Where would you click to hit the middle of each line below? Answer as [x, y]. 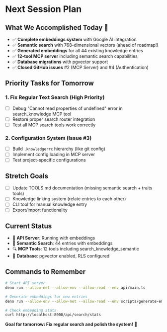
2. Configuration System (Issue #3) [48, 138]
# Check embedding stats [31, 310]
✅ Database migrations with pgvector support [60, 62]
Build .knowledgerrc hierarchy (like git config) [59, 149]
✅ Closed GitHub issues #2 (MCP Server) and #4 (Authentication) [81, 67]
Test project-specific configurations [49, 160]
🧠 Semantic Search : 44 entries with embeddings [62, 243]
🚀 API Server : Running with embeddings [54, 238]
